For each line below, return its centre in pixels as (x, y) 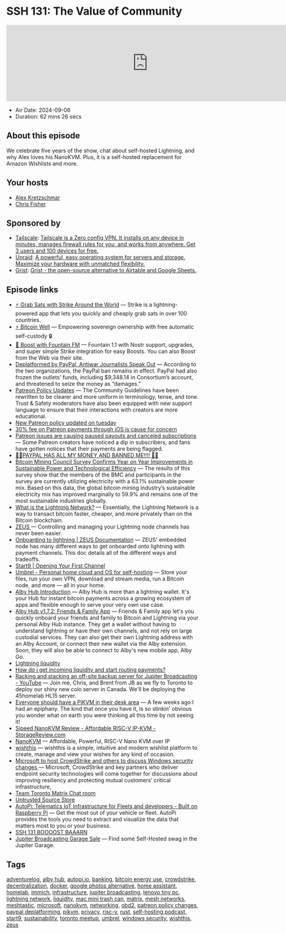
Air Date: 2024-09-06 (43, 110)
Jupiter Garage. (35, 845)
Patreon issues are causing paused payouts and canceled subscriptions (106, 436)
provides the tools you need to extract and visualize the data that (97, 819)
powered (26, 314)
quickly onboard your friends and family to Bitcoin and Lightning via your (107, 618)
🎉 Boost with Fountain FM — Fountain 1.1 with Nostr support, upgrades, (105, 345)
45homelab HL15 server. (46, 696)
